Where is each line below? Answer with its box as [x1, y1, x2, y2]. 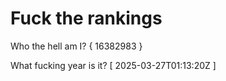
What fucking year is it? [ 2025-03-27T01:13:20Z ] [10, 59, 217, 71]
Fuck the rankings [10, 7, 163, 30]
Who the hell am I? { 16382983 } [10, 40, 143, 52]
